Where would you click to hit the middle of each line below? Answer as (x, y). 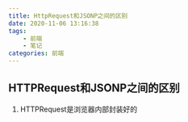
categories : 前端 (36, 53)
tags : (17, 31)
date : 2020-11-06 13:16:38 (54, 23)
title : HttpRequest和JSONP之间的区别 (68, 16)
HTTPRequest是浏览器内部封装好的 (79, 109)
